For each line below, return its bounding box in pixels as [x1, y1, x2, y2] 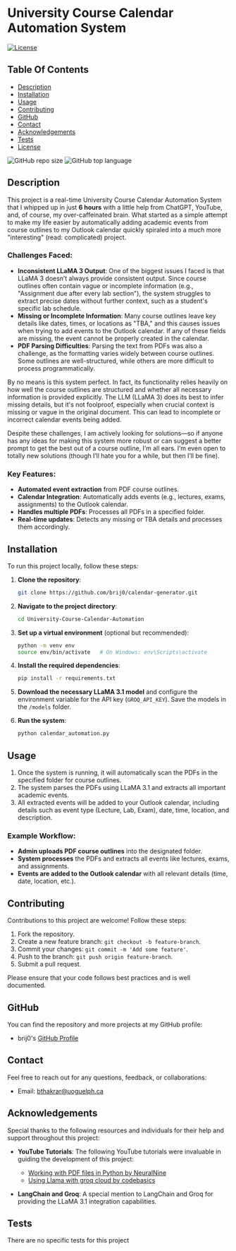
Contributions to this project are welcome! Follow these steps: [7, 916, 187, 925]
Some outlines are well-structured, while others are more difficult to [17, 357, 214, 365]
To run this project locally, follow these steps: [7, 561, 139, 570]
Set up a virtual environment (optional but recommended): [17, 628, 189, 637]
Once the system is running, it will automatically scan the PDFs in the [17, 768, 218, 777]
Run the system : [17, 717, 67, 725]
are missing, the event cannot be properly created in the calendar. [17, 334, 210, 342]
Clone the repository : [17, 575, 82, 584]
